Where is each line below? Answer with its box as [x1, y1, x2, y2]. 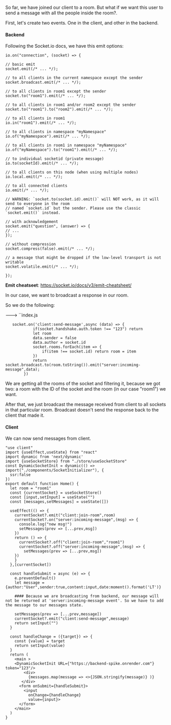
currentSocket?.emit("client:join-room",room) [14, 513, 116, 518]
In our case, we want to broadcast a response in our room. [5, 292, 129, 299]
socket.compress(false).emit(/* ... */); [5, 246, 95, 251]
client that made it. [5, 412, 45, 418]
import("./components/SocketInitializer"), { [5, 468, 104, 473]
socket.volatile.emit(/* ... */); [5, 264, 79, 269]
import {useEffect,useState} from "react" [5, 450, 97, 455]
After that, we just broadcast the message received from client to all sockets [5, 401, 166, 407]
